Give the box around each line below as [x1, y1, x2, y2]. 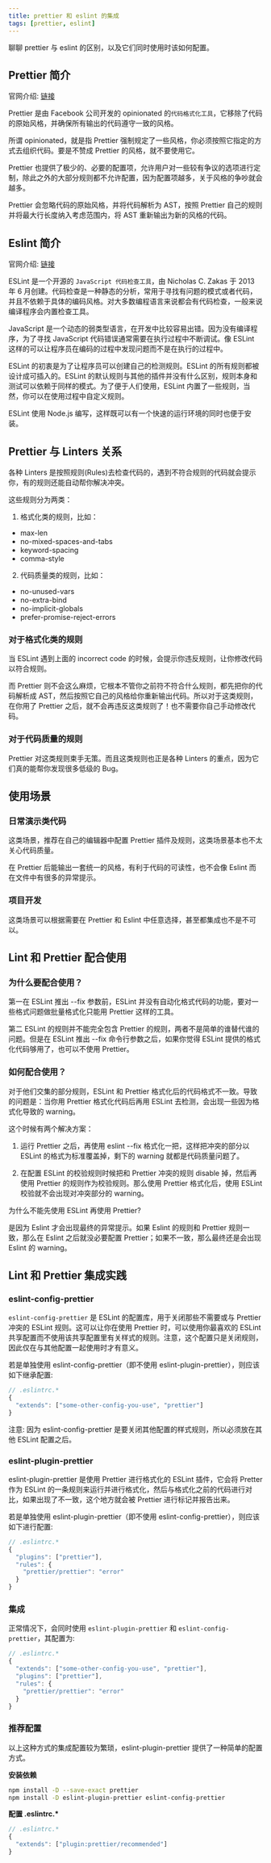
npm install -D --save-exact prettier [8, 1786, 139, 1794]
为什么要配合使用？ [8, 977, 83, 988]
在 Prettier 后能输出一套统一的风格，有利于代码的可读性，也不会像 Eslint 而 [8, 863, 256, 873]
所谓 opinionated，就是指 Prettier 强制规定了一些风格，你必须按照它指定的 [8, 136, 255, 145]
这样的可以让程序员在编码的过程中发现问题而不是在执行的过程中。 [8, 344, 227, 354]
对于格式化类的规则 [8, 634, 83, 645]
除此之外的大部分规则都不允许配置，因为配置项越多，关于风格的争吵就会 [22, 173, 263, 182]
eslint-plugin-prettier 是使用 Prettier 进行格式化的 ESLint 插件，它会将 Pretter [8, 1474, 263, 1484]
